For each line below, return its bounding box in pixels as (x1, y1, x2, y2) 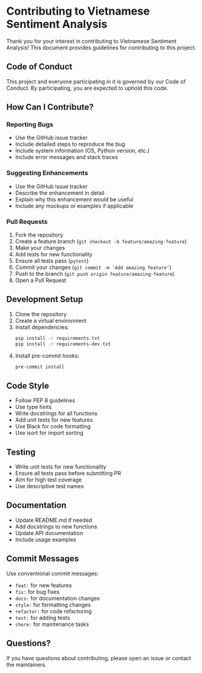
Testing (6, 447, 36, 457)
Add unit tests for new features (15, 416, 93, 423)
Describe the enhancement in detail (15, 189, 105, 196)
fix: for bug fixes (15, 588, 60, 596)
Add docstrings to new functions (15, 523, 97, 530)
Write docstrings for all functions (15, 410, 98, 417)
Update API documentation (15, 529, 83, 536)
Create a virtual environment (15, 317, 87, 324)
